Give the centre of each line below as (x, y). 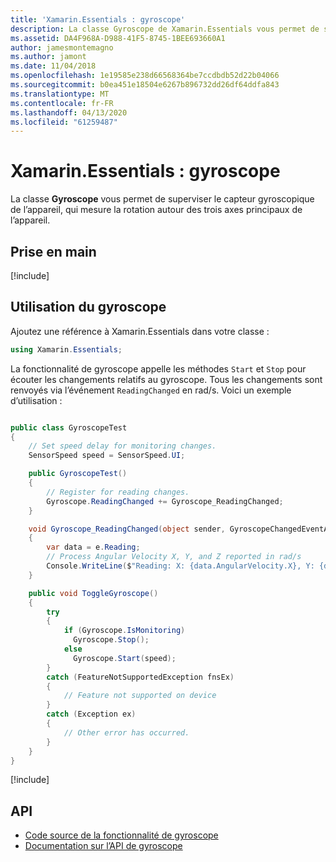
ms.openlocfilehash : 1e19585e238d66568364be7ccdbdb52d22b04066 (145, 76)
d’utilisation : (36, 400)
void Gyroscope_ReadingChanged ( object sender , (127, 529)
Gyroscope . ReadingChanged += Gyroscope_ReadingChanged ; (165, 501)
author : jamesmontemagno (62, 47)
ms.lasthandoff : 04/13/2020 (69, 112)
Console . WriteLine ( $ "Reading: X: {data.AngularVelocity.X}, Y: (180, 566)
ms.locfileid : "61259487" (64, 122)
